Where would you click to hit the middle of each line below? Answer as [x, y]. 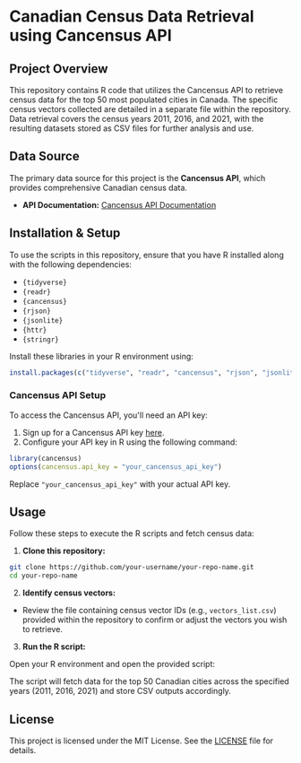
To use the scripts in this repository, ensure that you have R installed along [146, 255]
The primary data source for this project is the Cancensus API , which [138, 178]
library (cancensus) [46, 458]
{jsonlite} [43, 320]
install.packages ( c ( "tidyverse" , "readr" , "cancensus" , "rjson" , [133, 373]
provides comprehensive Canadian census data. [99, 187]
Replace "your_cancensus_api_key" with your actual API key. [120, 484]
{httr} [34, 330]
